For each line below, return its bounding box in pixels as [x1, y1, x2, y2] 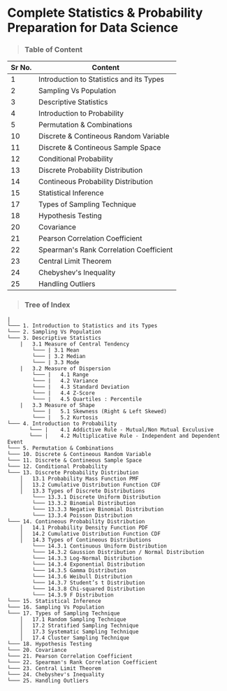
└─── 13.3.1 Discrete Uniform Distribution [32, 493, 161, 501]
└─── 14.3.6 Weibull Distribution [32, 573, 133, 580]
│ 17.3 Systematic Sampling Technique [20, 628, 139, 635]
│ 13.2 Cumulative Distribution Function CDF [20, 481, 161, 488]
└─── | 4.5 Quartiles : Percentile [32, 395, 142, 403]
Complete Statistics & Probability [7, 5, 203, 21]
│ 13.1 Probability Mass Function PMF [20, 475, 139, 482]
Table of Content [24, 45, 82, 55]
